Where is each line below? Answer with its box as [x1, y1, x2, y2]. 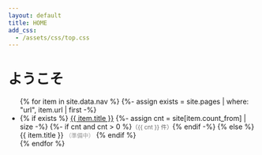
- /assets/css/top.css [15, 33, 90, 42]
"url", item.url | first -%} [19, 105, 97, 115]
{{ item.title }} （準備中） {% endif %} [19, 130, 137, 140]
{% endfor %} [19, 139, 65, 149]
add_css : [8, 26, 37, 34]
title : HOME [8, 19, 47, 27]
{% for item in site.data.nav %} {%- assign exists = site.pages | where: [19, 96, 249, 107]
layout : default [8, 11, 62, 20]
